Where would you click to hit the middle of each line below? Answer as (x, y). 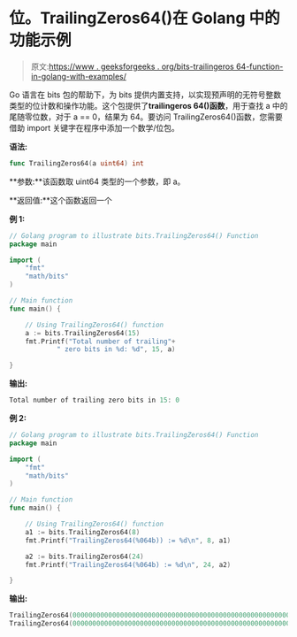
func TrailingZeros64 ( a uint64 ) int (76, 163)
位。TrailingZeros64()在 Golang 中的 (145, 18)
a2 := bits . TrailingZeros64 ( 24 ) (84, 556)
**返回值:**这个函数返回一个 (61, 200)
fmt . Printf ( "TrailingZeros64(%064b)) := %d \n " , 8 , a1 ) (128, 541)
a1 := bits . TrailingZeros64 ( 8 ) (83, 532)
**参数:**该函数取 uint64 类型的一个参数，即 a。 (97, 181)
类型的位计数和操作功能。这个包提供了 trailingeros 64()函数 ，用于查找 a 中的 (149, 105)
